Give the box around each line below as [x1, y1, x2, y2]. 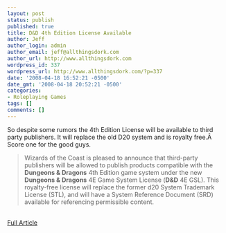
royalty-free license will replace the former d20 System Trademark [24, 183, 215, 191]
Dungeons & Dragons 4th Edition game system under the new [24, 168, 202, 176]
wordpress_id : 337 [7, 62, 60, 68]
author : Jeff [7, 36, 45, 43]
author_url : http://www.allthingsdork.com [7, 55, 132, 62]
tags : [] [7, 100, 33, 107]
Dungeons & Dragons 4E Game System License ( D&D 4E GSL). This [24, 176, 220, 184]
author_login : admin [7, 42, 67, 49]
